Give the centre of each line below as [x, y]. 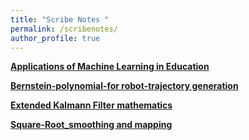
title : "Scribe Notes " [60, 19]
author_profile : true [55, 38]
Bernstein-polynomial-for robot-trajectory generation [124, 86]
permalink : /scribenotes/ [64, 29]
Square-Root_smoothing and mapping [91, 125]
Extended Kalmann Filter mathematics [91, 105]
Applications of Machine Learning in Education [110, 67]
